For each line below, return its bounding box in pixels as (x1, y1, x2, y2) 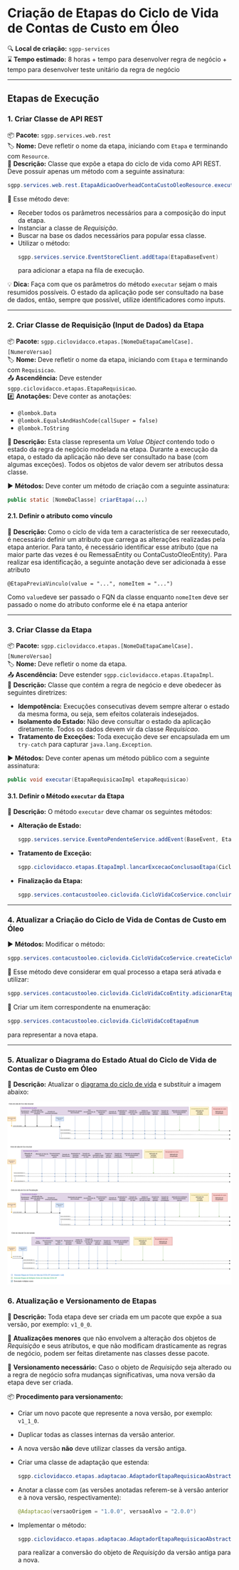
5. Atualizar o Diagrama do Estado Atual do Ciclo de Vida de (7, 1055, 217, 1065)
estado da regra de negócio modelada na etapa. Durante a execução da (7, 445, 218, 453)
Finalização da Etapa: (17, 876, 83, 885)
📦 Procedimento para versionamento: (7, 1392, 123, 1401)
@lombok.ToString (17, 425, 70, 432)
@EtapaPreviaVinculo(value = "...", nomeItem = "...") (7, 580, 174, 587)
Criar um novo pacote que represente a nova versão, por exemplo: (17, 1409, 213, 1417)
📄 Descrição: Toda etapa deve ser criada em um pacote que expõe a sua (7, 1312, 222, 1321)
